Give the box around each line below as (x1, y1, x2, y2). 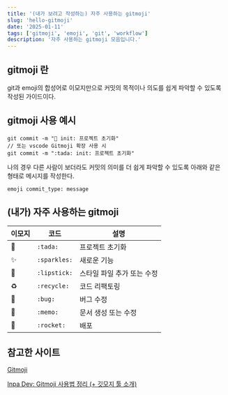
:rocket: (37, 321, 66, 329)
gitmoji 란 (7, 64, 49, 75)
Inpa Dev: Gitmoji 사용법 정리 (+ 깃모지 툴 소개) (7, 380, 137, 388)
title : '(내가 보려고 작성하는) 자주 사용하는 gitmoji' (7, 10, 151, 17)
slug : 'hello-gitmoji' (7, 17, 73, 24)
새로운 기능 (79, 255, 114, 265)
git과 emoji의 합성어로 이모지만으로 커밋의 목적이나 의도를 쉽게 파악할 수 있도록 (7, 83, 222, 91)
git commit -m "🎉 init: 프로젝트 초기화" (7, 135, 119, 142)
